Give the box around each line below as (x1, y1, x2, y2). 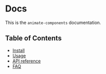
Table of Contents (5, 34, 62, 42)
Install (12, 47, 25, 53)
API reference (12, 58, 41, 64)
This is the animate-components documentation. (5, 19, 101, 25)
